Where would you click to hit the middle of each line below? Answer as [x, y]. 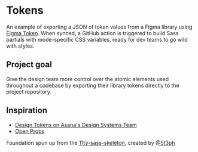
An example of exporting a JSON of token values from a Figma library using [99, 27]
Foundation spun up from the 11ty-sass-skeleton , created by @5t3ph [91, 142]
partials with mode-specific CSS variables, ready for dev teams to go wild [97, 39]
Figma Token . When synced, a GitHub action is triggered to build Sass [92, 33]
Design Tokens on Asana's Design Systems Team [76, 125]
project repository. [29, 91]
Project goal [29, 65]
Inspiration [27, 111]
